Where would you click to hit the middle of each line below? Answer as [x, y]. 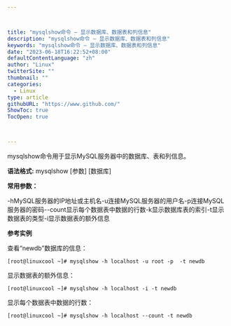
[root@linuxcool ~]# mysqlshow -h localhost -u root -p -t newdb [106, 262]
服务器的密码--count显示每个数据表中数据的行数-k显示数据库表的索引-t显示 [116, 210]
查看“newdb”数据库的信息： [47, 248]
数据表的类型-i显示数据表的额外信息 [58, 218]
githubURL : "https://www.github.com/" [64, 104]
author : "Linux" [31, 65]
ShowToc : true [28, 110]
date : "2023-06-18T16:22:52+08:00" [59, 52]
